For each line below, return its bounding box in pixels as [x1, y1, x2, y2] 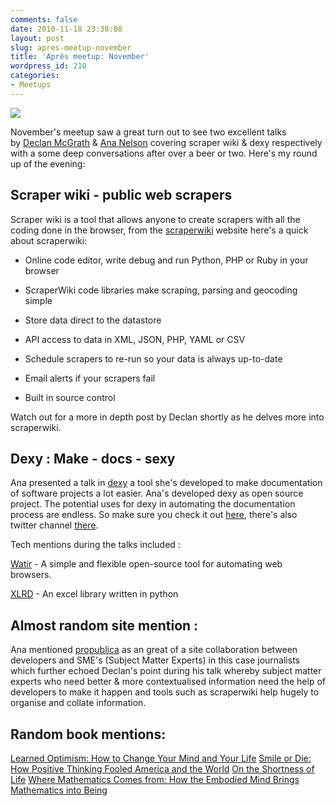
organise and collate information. [10, 697, 147, 709]
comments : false [10, 14, 78, 25]
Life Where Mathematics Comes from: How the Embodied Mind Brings [10, 774, 300, 785]
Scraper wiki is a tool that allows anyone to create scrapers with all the [10, 213, 301, 225]
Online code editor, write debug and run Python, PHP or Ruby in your [24, 254, 309, 266]
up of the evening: [10, 157, 86, 170]
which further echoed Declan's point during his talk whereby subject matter [10, 665, 322, 677]
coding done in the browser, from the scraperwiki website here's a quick [10, 224, 309, 236]
